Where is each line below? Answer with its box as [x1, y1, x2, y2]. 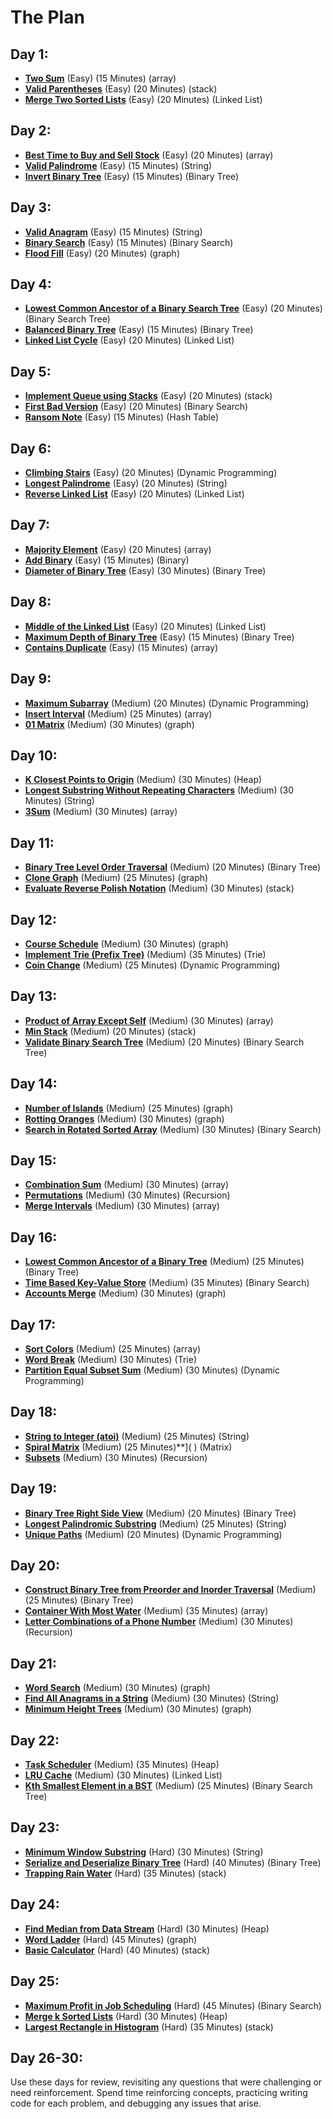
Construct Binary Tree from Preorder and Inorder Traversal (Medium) [24, 1584, 317, 1596]
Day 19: [10, 1481, 58, 1498]
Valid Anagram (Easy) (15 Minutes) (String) [24, 226, 203, 238]
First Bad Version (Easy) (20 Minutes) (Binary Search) [24, 401, 249, 413]
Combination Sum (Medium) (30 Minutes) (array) [24, 1179, 230, 1191]
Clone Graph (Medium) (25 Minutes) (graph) [24, 872, 209, 884]
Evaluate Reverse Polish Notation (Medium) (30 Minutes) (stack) [24, 882, 295, 895]
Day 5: [10, 363, 52, 380]
